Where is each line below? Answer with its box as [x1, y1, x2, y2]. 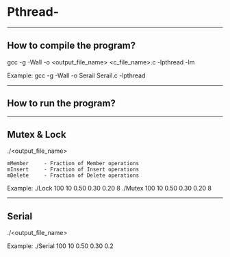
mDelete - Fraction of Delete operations [7, 172, 139, 179]
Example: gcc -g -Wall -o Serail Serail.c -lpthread [7, 71, 146, 79]
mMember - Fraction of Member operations [7, 160, 139, 167]
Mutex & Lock [7, 128, 66, 140]
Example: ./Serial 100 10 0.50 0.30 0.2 [7, 242, 114, 250]
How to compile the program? [7, 40, 136, 51]
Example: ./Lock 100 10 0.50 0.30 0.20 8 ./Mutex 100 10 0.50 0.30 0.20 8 [7, 184, 212, 193]
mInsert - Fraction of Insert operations [7, 166, 139, 173]
